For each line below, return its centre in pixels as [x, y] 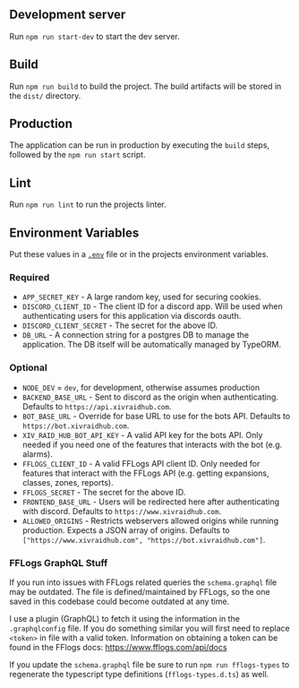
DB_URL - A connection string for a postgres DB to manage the [135, 335]
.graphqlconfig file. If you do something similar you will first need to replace [149, 628]
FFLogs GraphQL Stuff [59, 563]
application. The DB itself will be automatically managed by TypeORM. [152, 345]
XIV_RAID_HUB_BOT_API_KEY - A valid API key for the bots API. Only [142, 434]
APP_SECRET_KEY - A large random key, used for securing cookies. [141, 297]
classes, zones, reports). [68, 482]
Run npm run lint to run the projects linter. [88, 204]
